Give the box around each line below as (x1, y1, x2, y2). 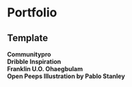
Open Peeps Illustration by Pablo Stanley (7, 72, 125, 80)
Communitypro (7, 50, 51, 58)
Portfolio (7, 5, 57, 21)
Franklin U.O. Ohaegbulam (7, 65, 83, 73)
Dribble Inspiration (7, 58, 62, 66)
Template (7, 32, 49, 44)
